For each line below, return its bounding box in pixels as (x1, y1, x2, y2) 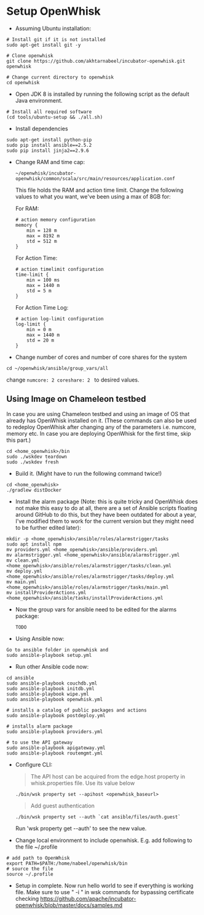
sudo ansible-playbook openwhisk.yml (6, 696, 103, 702)
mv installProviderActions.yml (6, 589, 87, 595)
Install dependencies (15, 125, 69, 132)
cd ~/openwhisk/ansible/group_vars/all (6, 365, 109, 371)
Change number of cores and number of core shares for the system (15, 353, 187, 361)
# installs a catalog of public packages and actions (6, 707, 147, 713)
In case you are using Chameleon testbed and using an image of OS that (6, 410, 190, 417)
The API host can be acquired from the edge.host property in (30, 772, 186, 780)
